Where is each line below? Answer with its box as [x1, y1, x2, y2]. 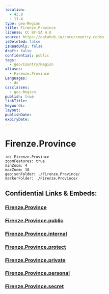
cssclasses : [5, 85, 29, 90]
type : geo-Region [5, 21, 41, 26]
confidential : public [5, 53, 50, 58]
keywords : [5, 103, 26, 108]
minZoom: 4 [5, 163, 27, 168]
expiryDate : [5, 117, 29, 122]
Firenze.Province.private [5, 257, 66, 264]
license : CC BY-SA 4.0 [5, 30, 52, 35]
